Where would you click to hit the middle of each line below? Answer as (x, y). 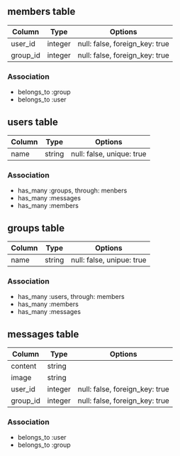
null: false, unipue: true (108, 260)
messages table (43, 334)
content (24, 367)
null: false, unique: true (108, 153)
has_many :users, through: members (71, 297)
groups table (36, 228)
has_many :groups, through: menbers (72, 190)
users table (33, 122)
